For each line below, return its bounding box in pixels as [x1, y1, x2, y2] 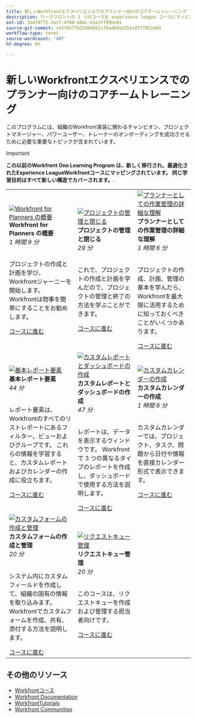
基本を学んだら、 [137, 283, 185, 291]
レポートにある [21, 423, 63, 431]
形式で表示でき [137, 467, 179, 475]
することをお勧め [21, 304, 69, 312]
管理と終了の [95, 292, 131, 300]
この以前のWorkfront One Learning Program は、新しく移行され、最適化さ [6, 162, 188, 169]
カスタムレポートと [77, 379, 131, 387]
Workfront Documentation [14, 693, 78, 700]
